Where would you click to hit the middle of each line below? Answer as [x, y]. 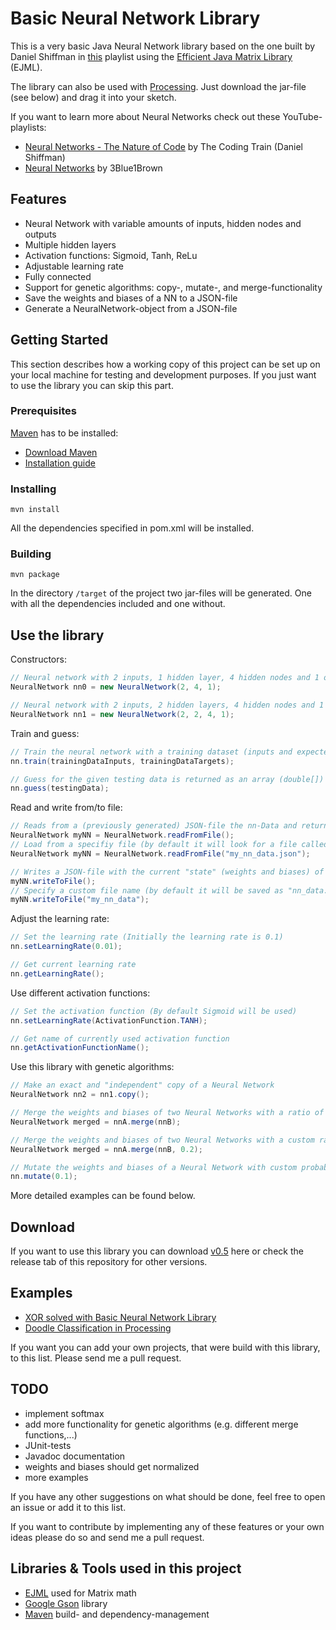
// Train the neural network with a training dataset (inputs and [151, 752]
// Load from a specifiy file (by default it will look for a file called [169, 845]
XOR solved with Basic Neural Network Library [120, 1317]
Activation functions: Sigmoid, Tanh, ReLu [111, 255]
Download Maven [61, 452]
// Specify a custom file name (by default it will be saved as [147, 890]
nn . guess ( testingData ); [60, 788]
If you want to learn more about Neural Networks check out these [145, 116]
